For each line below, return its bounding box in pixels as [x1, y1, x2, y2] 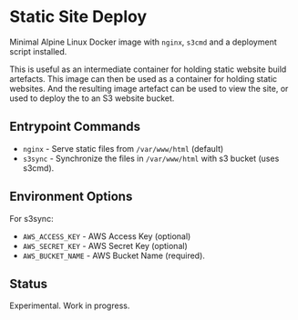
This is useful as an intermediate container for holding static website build [9, 64, 287, 75]
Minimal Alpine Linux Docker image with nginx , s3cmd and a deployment [9, 36, 277, 47]
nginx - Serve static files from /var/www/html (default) [22, 143, 224, 154]
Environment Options [9, 189, 133, 205]
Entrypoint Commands [9, 119, 141, 135]
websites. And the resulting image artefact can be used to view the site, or [9, 83, 289, 94]
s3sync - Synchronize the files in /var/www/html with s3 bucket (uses [22, 153, 280, 164]
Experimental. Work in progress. [9, 300, 130, 311]
